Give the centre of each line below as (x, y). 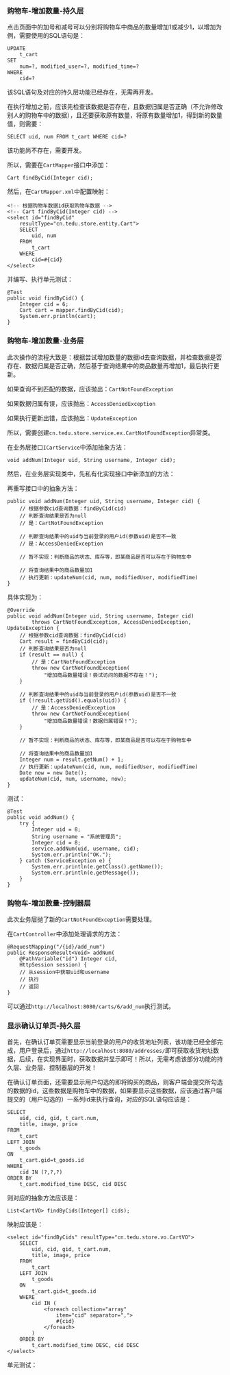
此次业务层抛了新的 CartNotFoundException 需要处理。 (81, 919)
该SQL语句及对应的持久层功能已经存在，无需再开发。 (82, 92)
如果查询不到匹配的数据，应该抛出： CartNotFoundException (90, 389)
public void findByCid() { (46, 299)
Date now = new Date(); (53, 772)
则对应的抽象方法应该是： (43, 1198)
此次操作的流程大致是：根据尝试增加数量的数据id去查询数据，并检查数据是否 (115, 357)
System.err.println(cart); (58, 317)
